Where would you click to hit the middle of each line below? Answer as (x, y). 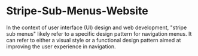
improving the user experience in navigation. (61, 46)
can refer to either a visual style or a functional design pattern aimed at (94, 40)
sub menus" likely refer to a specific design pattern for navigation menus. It (99, 33)
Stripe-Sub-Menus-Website (77, 11)
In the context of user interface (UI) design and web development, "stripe (97, 27)
